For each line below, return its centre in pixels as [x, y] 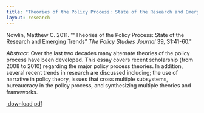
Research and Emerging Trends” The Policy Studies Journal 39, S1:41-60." [99, 41]
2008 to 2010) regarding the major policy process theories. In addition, [95, 66]
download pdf [25, 103]
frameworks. [22, 92]
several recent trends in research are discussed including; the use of [92, 72]
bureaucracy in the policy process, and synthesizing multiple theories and [99, 85]
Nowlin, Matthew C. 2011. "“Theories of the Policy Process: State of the [95, 35]
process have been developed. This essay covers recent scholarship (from [100, 60]
